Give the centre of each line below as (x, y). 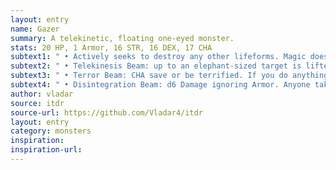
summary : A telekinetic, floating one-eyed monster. (122, 38)
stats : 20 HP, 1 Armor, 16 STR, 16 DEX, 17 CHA (111, 47)
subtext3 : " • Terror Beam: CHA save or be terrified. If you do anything (169, 76)
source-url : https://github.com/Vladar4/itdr (106, 112)
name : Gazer (35, 29)
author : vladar (42, 94)
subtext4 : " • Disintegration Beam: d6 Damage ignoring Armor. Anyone (160, 85)
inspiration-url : (46, 150)
